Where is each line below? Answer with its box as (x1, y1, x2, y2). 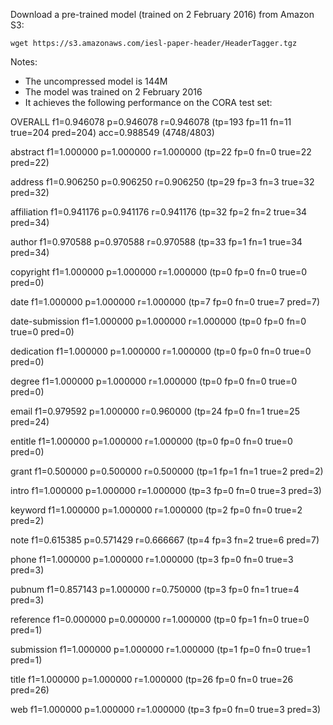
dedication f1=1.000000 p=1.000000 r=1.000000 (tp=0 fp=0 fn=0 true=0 (10, 345, 312, 357)
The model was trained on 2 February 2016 (24, 86, 203, 98)
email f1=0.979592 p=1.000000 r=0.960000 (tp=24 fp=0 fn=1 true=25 (10, 405, 300, 417)
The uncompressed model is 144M (24, 75, 168, 87)
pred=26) (10, 684, 50, 696)
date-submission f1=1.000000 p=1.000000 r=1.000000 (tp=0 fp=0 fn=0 (10, 315, 307, 327)
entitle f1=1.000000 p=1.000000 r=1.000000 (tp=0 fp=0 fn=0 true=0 (10, 435, 293, 447)
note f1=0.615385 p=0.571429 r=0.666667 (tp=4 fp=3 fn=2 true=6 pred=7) (10, 534, 320, 546)
